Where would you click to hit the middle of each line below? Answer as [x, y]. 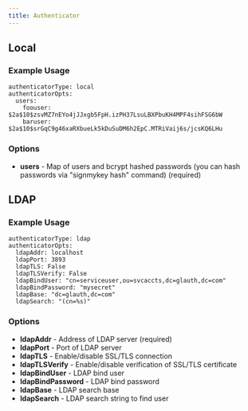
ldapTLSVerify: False [51, 274]
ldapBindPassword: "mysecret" [65, 288]
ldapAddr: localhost [49, 253]
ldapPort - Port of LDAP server [71, 347]
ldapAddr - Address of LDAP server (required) [96, 339]
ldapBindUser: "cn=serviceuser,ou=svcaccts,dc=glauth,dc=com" [121, 281]
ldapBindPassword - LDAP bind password [89, 381]
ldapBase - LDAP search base [69, 389]
